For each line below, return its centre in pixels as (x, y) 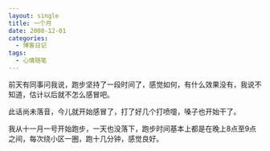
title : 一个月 (30, 23)
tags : (17, 53)
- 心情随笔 (31, 61)
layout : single (34, 16)
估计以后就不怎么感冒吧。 (72, 94)
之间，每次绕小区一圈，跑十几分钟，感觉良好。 (86, 138)
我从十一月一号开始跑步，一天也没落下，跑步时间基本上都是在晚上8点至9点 (133, 129)
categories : (28, 38)
